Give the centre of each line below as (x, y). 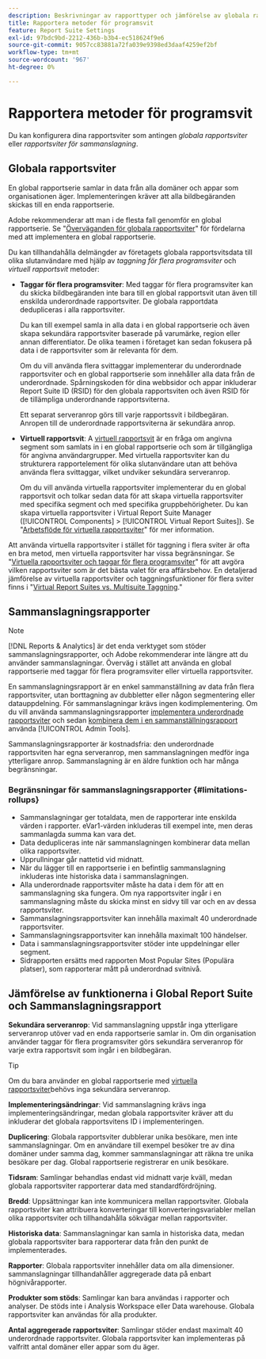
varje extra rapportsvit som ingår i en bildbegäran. (90, 1050)
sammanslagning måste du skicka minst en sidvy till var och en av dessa (138, 901)
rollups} (24, 800)
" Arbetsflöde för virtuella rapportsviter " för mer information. (117, 529)
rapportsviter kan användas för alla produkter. (83, 1315)
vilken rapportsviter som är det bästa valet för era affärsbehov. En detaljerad (133, 570)
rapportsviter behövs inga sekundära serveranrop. (89, 1090)
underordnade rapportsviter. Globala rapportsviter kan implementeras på (127, 1338)
